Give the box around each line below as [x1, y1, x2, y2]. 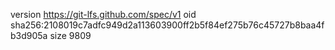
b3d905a [10, 30, 48, 41]
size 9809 [49, 30, 92, 41]
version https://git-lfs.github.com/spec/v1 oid [10, 9, 197, 20]
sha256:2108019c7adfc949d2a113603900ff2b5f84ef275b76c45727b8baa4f [10, 19, 325, 31]
